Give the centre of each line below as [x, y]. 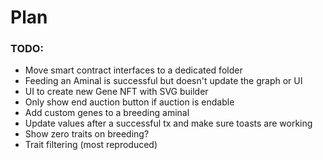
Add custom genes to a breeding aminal [107, 113]
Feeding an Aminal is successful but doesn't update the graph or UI [163, 81]
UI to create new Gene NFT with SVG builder [116, 92]
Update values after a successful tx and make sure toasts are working [168, 123]
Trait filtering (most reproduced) [91, 145]
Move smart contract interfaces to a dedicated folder [133, 70]
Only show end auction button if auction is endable [129, 102]
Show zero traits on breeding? [87, 134]
